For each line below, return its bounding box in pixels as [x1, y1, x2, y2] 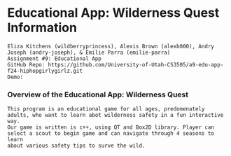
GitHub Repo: [7, 61, 45, 68]
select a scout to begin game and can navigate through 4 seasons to [7, 130, 215, 137]
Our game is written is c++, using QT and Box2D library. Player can [7, 124, 215, 131]
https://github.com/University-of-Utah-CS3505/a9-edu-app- [48, 61, 224, 68]
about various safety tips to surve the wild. [7, 142, 146, 150]
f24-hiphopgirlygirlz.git [7, 67, 83, 74]
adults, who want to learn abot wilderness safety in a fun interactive [7, 112, 224, 119]
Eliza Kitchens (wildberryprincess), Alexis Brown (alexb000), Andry [7, 43, 215, 50]
